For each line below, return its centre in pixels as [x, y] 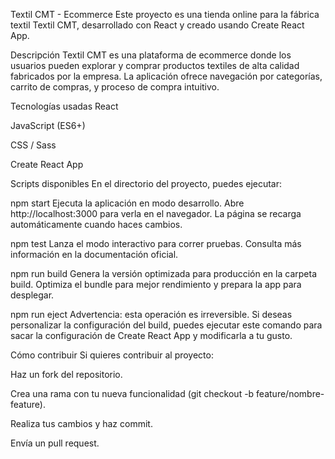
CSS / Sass [33, 145]
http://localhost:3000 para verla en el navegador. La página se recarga [156, 213]
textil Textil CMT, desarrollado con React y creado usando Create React [157, 25]
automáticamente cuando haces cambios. [96, 224]
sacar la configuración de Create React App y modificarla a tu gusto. [151, 335]
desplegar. [32, 295]
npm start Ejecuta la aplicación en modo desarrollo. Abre [127, 203]
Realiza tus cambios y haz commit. [81, 423]
